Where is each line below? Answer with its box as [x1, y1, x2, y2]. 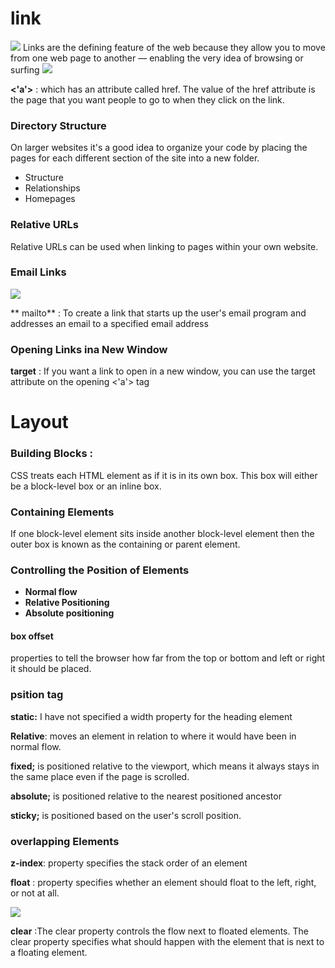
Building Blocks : [10, 447, 93, 461]
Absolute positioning [24, 607, 115, 619]
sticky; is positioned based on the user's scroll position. [10, 809, 242, 821]
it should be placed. [10, 663, 92, 675]
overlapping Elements [10, 834, 120, 848]
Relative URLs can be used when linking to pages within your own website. [10, 240, 319, 252]
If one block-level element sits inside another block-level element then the [10, 527, 315, 539]
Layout [10, 411, 69, 434]
